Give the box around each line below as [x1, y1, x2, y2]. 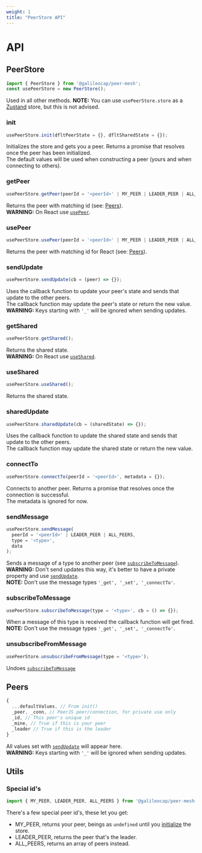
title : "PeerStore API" [6, 14, 66, 21]
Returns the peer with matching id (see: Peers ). [6, 201, 123, 209]
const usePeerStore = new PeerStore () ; [6, 86, 106, 92]
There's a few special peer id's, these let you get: [6, 809, 129, 816]
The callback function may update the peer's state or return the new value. [6, 300, 192, 308]
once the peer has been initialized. [6, 149, 92, 157]
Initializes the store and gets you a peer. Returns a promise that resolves [6, 143, 185, 150]
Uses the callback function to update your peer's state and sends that [6, 287, 179, 294]
